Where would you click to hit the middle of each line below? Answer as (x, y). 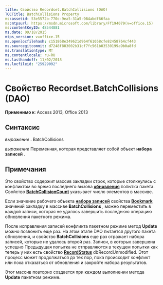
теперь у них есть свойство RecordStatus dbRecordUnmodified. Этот (77, 252)
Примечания (26, 169)
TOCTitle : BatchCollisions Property (42, 14)
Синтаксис (22, 128)
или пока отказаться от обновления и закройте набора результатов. (76, 263)
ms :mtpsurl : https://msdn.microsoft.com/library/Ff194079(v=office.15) (79, 23)
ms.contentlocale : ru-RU (30, 55)
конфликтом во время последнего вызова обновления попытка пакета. (80, 186)
